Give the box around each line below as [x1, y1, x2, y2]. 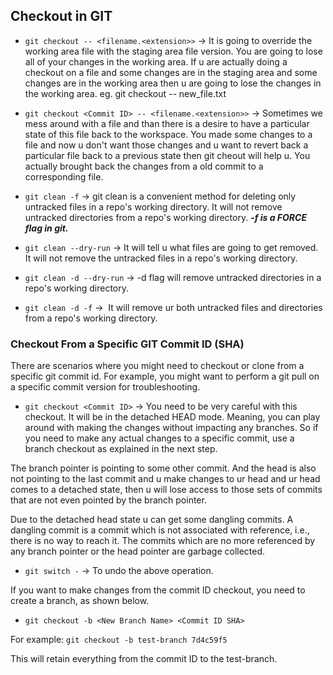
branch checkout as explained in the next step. [24, 443, 218, 455]
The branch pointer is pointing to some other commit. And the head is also [10, 462, 317, 474]
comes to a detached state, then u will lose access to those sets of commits [10, 484, 323, 496]
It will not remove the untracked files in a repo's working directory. [24, 252, 298, 264]
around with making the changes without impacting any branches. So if [24, 422, 319, 434]
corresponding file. [24, 170, 104, 183]
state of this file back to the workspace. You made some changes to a [24, 128, 313, 140]
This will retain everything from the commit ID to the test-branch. [10, 653, 278, 665]
